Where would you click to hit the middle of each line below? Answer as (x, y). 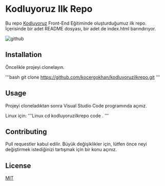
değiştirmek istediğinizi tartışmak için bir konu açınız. (61, 150)
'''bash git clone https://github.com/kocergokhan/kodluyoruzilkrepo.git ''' (83, 77)
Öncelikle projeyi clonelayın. (35, 67)
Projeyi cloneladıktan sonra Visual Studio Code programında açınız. (76, 105)
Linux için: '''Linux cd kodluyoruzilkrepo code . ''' (57, 116)
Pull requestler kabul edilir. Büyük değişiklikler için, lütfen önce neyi (76, 144)
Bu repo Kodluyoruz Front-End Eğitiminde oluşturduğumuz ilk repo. (76, 23)
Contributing (26, 132)
